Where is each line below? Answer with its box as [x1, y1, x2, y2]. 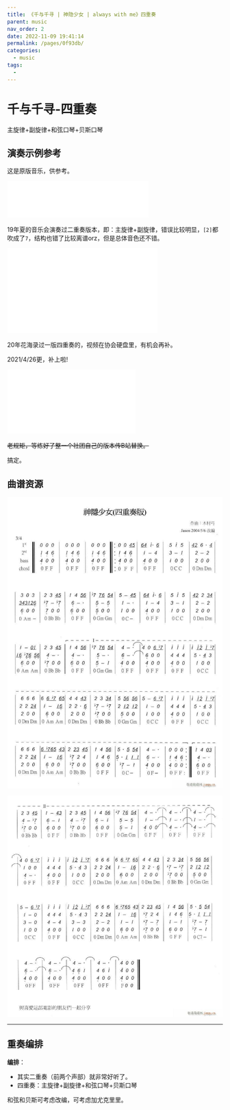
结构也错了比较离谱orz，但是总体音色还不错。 [34, 234, 164, 243]
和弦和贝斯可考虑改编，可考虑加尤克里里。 [7, 1096, 127, 1104]
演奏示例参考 [7, 147, 62, 159]
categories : [7, 47, 41, 54]
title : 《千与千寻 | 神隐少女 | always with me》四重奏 [7, 11, 156, 18]
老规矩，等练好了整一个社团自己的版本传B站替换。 [7, 442, 149, 450]
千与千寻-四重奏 [7, 101, 97, 117]
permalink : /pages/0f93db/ [7, 40, 84, 47]
